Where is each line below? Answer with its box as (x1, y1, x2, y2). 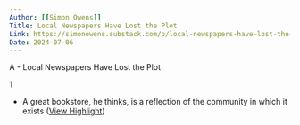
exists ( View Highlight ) (21, 105, 105, 116)
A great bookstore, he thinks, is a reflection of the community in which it (21, 97, 288, 107)
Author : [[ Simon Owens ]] (9, 12, 102, 22)
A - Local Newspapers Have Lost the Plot (9, 62, 162, 73)
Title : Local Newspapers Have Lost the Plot (9, 21, 178, 30)
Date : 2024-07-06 (9, 37, 74, 47)
